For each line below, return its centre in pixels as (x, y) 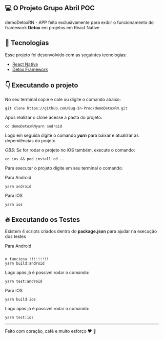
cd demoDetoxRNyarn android (34, 127)
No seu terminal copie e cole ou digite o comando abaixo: (63, 100)
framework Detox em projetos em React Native (52, 27)
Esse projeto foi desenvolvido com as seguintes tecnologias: (66, 55)
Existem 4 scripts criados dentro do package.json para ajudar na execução (81, 232)
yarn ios (14, 205)
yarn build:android (25, 264)
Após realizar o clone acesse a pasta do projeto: (54, 117)
